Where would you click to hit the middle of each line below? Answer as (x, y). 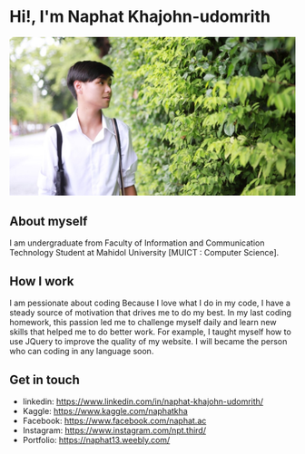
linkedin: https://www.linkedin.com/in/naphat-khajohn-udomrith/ (143, 401)
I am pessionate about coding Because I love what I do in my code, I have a (150, 303)
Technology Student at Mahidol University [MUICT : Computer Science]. (144, 253)
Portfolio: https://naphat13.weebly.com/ (96, 440)
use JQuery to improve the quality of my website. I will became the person (148, 342)
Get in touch (44, 379)
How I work (42, 281)
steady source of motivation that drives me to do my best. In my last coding (151, 313)
